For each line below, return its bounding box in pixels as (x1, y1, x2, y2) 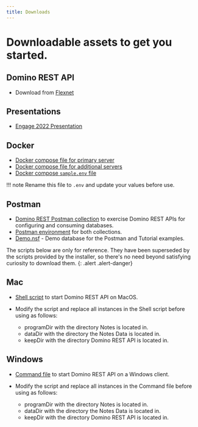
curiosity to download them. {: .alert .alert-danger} (6, 260, 133, 267)
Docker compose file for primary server (15, 156, 115, 164)
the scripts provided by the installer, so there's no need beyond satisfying (6, 253, 191, 260)
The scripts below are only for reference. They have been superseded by (6, 247, 190, 254)
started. (6, 48, 48, 62)
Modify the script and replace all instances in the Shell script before (15, 305, 185, 312)
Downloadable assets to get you (6, 35, 172, 49)
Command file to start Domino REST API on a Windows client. (15, 370, 169, 378)
